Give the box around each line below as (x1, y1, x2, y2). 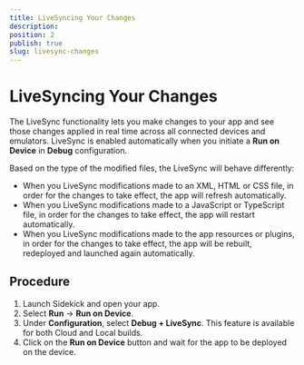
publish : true (9, 38, 64, 48)
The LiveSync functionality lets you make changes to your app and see (9, 116, 275, 127)
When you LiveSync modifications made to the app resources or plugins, (22, 229, 295, 240)
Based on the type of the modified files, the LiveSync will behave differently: (9, 163, 295, 173)
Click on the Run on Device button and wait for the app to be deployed (22, 337, 288, 348)
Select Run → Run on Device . (22, 308, 134, 319)
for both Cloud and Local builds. (22, 327, 143, 338)
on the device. (22, 346, 77, 357)
